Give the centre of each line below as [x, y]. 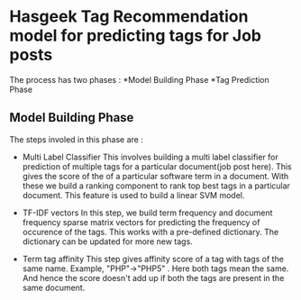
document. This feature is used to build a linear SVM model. [133, 195]
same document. [54, 287]
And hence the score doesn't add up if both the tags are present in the [153, 277]
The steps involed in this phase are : [77, 139]
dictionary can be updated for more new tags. [108, 241]
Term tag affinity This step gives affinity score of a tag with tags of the [153, 259]
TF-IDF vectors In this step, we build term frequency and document [147, 213]
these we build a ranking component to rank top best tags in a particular [156, 186]
